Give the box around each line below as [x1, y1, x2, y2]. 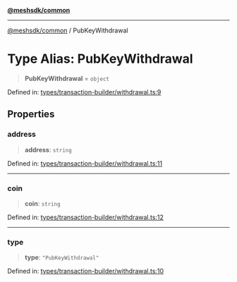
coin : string [24, 199, 61, 207]
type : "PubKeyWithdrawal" [24, 253, 99, 262]
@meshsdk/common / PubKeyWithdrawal [7, 26, 128, 35]
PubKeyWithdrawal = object [24, 74, 109, 82]
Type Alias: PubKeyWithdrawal [7, 51, 193, 67]
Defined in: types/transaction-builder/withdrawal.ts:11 [7, 159, 163, 168]
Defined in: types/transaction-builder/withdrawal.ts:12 [7, 213, 164, 221]
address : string [24, 145, 72, 154]
